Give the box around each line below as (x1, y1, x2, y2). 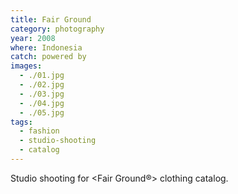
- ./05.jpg (19, 107, 65, 118)
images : (10, 61, 43, 71)
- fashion (19, 126, 60, 136)
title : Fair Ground (10, 14, 92, 25)
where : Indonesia (10, 42, 83, 53)
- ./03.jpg (19, 89, 65, 99)
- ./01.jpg (19, 71, 65, 81)
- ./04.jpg (19, 98, 65, 108)
